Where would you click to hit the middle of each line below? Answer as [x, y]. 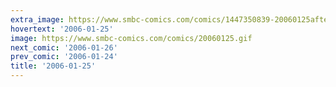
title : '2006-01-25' [53, 66]
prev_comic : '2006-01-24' [64, 57]
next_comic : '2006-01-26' [64, 47]
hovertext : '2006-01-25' [62, 29]
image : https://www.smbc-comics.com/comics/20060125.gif [131, 38]
